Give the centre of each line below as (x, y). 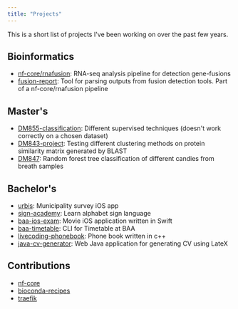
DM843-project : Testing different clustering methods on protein (111, 144)
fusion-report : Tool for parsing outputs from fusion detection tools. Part (123, 81)
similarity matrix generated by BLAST (72, 151)
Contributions (39, 266)
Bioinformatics (41, 57)
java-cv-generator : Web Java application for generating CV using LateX (123, 243)
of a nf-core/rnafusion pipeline (63, 89)
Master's (28, 111)
